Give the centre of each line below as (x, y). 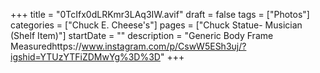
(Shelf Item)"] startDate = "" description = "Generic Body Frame (142, 35)
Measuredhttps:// (46, 46)
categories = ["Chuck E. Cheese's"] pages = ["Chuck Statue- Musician (156, 25)
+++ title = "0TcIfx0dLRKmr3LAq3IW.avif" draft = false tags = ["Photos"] (160, 14)
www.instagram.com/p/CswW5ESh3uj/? (164, 46)
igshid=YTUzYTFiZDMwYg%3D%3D (85, 57)
